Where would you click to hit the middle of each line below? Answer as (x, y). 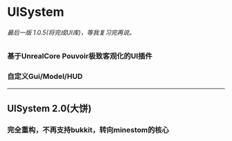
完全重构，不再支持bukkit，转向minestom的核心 (88, 130)
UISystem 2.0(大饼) (49, 109)
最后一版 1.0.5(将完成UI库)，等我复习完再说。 (71, 32)
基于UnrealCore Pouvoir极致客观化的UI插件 (80, 56)
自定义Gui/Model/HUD (45, 77)
